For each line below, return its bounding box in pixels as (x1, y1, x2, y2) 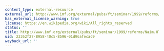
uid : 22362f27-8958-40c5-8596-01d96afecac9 (5, 34, 95, 39)
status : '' (5, 25, 27, 30)
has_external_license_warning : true (5, 16, 80, 21)
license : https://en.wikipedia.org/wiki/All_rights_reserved (5, 20, 132, 26)
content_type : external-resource (5, 7, 73, 12)
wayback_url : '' (5, 39, 38, 44)
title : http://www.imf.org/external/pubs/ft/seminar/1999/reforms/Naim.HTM (5, 30, 163, 34)
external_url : (5, 12, 34, 17)
